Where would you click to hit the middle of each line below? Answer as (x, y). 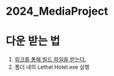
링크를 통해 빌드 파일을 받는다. (50, 59)
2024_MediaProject (57, 11)
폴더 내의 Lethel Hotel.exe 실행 (52, 67)
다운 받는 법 (33, 41)
